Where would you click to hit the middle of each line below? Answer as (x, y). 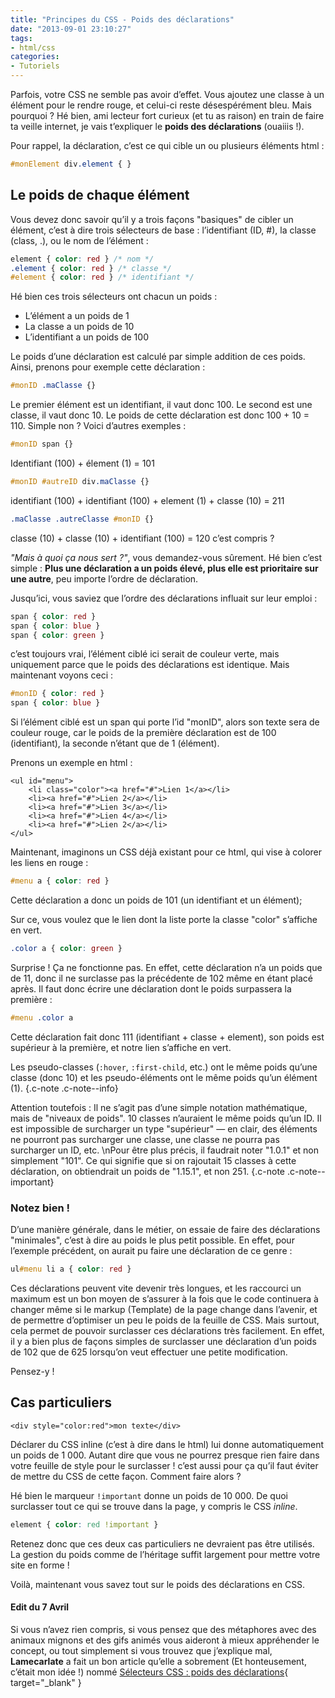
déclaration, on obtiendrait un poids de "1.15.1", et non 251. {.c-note (148, 1171)
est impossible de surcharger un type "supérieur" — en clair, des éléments (164, 1128)
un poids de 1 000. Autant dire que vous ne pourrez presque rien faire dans (165, 1455)
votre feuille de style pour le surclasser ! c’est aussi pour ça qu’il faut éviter (164, 1465)
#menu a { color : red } (60, 881)
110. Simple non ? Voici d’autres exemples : (98, 426)
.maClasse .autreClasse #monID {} (82, 519)
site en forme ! (40, 1565)
